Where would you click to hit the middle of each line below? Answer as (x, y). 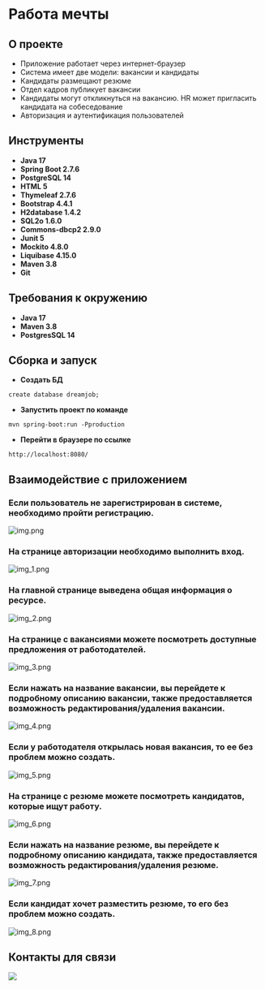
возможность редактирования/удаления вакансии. (117, 708)
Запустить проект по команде (74, 410)
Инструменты (46, 141)
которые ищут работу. (56, 806)
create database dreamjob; (54, 395)
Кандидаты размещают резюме (76, 81)
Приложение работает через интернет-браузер (103, 63)
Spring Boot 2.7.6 (49, 169)
